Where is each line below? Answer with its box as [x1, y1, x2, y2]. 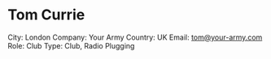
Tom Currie [7, 6, 85, 24]
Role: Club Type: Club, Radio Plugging [7, 40, 135, 50]
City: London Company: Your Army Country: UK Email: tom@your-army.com [7, 32, 263, 42]
